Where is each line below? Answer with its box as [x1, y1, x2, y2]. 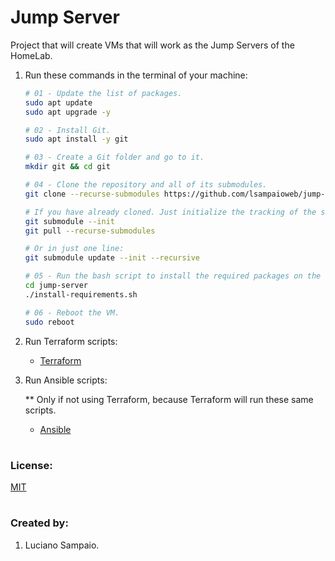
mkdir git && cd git [24, 162, 111, 172]
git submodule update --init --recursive [24, 253, 201, 263]
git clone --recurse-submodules [24, 189, 160, 199]
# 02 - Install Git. [24, 125, 111, 135]
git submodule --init [24, 216, 115, 226]
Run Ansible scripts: [24, 374, 108, 386]
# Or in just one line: [24, 244, 125, 254]
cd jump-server [24, 281, 89, 291]
